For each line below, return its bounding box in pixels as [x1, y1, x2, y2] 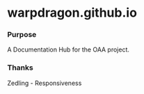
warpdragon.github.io [7, 5, 138, 21]
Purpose [7, 30, 37, 40]
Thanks [7, 63, 33, 72]
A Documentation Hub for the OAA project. [7, 45, 130, 54]
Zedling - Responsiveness [7, 79, 82, 87]
